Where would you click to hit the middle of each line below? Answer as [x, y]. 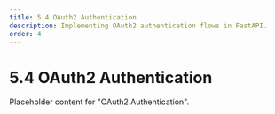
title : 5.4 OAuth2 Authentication [73, 17]
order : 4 [25, 34]
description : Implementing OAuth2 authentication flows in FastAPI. [138, 26]
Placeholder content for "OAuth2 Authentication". [99, 102]
